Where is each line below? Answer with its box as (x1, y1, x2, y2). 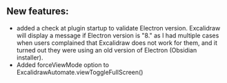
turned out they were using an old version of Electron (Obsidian (16, 46, 197, 54)
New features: (6, 6, 69, 17)
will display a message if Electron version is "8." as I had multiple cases (16, 31, 219, 39)
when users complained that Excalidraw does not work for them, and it (16, 38, 218, 47)
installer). (16, 53, 43, 62)
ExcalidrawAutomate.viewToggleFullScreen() (16, 68, 144, 76)
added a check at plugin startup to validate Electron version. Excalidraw (16, 24, 221, 32)
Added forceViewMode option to (16, 60, 110, 68)
